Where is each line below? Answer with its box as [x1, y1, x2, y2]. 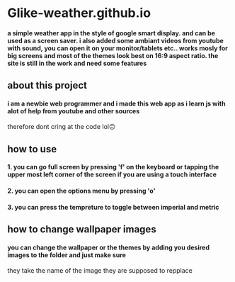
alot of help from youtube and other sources [7, 106, 140, 115]
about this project [7, 79, 87, 91]
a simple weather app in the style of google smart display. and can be [7, 28, 216, 37]
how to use [7, 143, 57, 155]
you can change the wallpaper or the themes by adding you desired [7, 243, 210, 252]
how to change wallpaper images [7, 223, 157, 235]
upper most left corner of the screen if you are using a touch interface [7, 170, 217, 179]
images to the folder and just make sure [7, 250, 126, 259]
